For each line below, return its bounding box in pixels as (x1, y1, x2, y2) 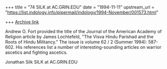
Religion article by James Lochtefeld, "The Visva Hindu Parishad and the (5, 34, 154, 39)
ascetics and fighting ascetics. (5, 49, 68, 55)
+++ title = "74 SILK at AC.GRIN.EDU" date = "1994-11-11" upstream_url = (5, 4, 155, 10)
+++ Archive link (5, 19, 39, 25)
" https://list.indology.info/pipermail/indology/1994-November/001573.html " (5, 9, 159, 15)
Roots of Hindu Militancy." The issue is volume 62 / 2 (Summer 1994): (5, 39, 148, 45)
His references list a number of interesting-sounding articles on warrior (15, 44, 162, 50)
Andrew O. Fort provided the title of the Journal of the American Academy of (5, 29, 162, 34)
